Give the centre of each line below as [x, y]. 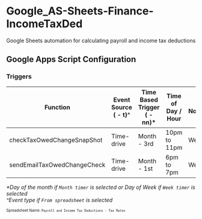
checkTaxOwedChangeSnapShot [56, 140]
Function [57, 107]
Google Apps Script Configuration [71, 59]
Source [121, 107]
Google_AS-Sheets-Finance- [80, 11]
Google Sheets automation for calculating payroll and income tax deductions [101, 40]
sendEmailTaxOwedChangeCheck [57, 165]
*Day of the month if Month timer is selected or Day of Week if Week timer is [101, 187]
